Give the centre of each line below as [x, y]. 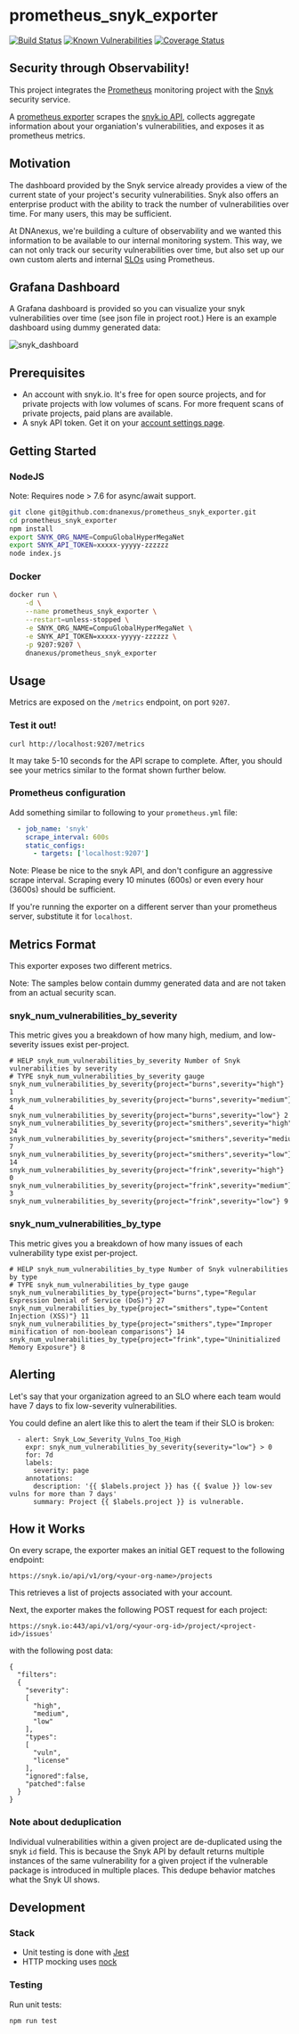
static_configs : [56, 845]
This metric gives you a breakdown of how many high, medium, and [133, 1035]
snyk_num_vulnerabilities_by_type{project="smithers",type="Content [139, 1308]
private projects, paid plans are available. [97, 413]
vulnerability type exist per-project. [73, 1253]
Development [48, 1908]
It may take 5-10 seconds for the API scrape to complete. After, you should [146, 760]
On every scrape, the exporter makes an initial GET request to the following [147, 1550]
